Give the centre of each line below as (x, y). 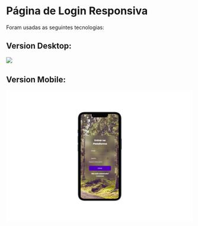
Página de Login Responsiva (77, 11)
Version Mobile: (36, 80)
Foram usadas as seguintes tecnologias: (55, 27)
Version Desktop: (39, 46)
